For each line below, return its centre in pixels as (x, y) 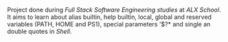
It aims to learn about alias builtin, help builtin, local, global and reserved (109, 17)
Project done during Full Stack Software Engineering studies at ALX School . (114, 10)
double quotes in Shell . (39, 31)
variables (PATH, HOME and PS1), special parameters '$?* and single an (109, 24)
